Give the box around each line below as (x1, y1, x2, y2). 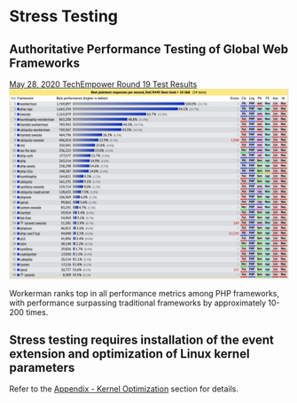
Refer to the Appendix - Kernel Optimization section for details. (9, 383, 239, 394)
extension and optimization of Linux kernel (9, 346, 250, 361)
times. (26, 306, 49, 317)
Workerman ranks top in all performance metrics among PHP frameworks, (9, 288, 279, 298)
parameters (9, 360, 75, 375)
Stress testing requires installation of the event (9, 332, 275, 347)
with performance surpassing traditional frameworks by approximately (9, 297, 267, 308)
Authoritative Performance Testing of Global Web (9, 42, 289, 57)
